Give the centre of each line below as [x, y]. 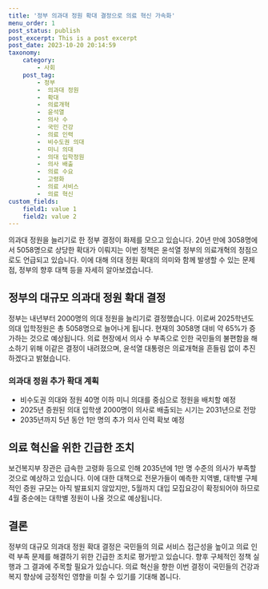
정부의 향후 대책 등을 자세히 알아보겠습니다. [86, 270]
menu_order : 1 [32, 23]
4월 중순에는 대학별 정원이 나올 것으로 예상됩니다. [85, 498]
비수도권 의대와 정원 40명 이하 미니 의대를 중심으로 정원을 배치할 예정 [128, 400]
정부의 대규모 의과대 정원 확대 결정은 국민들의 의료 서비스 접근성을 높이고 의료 [129, 546]
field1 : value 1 [50, 209]
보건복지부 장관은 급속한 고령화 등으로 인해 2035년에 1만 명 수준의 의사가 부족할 [132, 468]
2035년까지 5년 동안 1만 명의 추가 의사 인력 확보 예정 [102, 420]
